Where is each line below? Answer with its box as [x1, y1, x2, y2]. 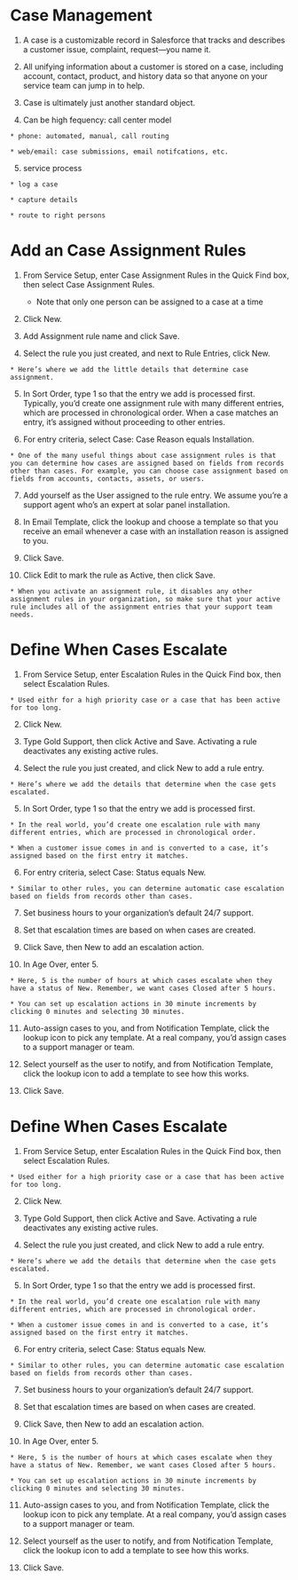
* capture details [10, 195, 78, 204]
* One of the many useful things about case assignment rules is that [10, 451, 277, 460]
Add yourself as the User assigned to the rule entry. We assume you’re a [22, 490, 288, 500]
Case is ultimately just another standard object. [22, 97, 196, 107]
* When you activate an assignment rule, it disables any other [10, 586, 253, 595]
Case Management [10, 5, 153, 26]
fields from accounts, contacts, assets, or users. [10, 474, 205, 483]
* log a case [10, 179, 59, 189]
